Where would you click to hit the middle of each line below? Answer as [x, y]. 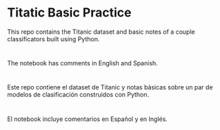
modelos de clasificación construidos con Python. [78, 95]
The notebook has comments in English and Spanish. [83, 63]
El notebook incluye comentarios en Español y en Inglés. [87, 119]
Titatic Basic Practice [69, 13]
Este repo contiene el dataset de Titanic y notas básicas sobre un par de [110, 87]
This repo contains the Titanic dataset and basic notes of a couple [101, 32]
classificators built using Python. [53, 39]
